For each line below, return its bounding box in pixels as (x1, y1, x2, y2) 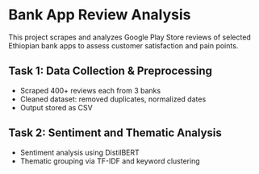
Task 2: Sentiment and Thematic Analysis (8, 126, 222, 140)
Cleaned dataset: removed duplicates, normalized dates (19, 94, 207, 104)
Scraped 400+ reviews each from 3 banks (19, 85, 161, 95)
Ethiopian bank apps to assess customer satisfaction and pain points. (8, 40, 239, 50)
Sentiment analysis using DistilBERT (19, 147, 140, 157)
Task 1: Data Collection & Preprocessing (8, 64, 212, 78)
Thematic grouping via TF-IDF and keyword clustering (19, 155, 200, 166)
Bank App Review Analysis (8, 6, 191, 24)
